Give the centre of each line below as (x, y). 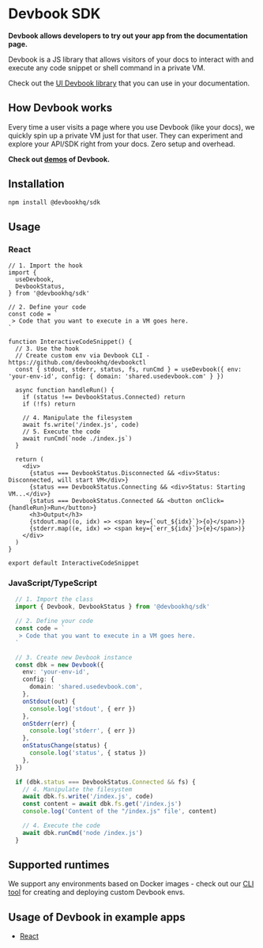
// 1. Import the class (54, 599)
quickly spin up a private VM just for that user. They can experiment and (126, 135)
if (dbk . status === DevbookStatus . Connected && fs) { (105, 782)
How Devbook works (60, 108)
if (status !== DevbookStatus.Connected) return (104, 397)
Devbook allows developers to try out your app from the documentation (128, 36)
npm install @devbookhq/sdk (54, 202)
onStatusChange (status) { (65, 746)
